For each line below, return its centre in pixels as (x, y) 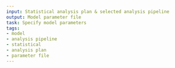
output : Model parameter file (44, 17)
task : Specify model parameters (46, 22)
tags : (13, 28)
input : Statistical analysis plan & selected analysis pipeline (88, 12)
